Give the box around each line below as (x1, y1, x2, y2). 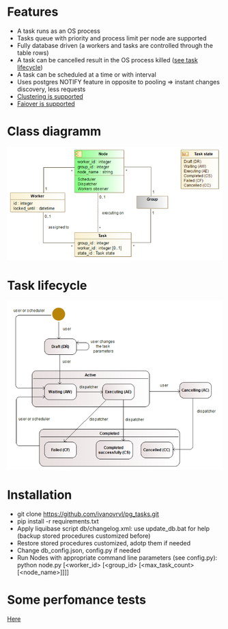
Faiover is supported (16, 99, 75, 108)
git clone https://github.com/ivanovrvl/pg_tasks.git (16, 510, 159, 518)
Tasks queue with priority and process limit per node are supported (16, 34, 207, 42)
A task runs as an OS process (16, 27, 100, 35)
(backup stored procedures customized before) (16, 532, 151, 540)
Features (7, 4, 59, 20)
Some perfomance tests (7, 592, 147, 607)
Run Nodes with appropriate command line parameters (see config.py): (16, 553, 218, 562)
